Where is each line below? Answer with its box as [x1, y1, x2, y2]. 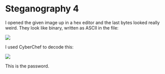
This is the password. [5, 63, 49, 69]
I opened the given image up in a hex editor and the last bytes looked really [5, 19, 160, 25]
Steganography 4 [5, 3, 79, 14]
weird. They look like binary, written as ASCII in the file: [5, 24, 119, 30]
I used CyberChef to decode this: [5, 43, 74, 50]
